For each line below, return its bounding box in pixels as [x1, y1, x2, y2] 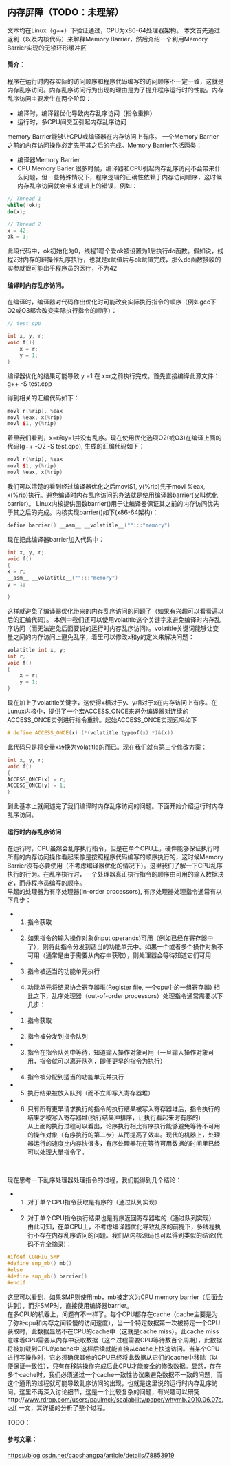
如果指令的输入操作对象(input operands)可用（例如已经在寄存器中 [27, 934, 214, 942]
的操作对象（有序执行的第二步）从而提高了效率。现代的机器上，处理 [27, 1131, 221, 1139]
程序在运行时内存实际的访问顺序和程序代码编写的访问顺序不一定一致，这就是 [7, 77, 224, 86]
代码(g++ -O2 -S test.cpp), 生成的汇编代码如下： [7, 442, 145, 451]
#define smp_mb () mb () [7, 1260, 72, 1267]
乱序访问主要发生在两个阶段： [7, 95, 91, 103]
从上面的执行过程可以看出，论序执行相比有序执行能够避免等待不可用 [27, 1122, 221, 1131]
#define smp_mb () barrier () [7, 1273, 88, 1280]
